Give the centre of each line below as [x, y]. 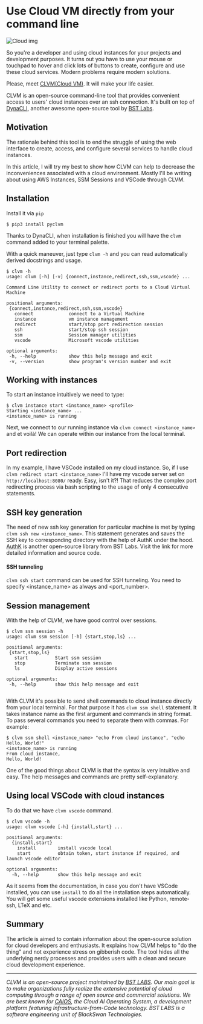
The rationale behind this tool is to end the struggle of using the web [91, 142]
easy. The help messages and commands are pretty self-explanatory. [93, 777]
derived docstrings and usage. [44, 260]
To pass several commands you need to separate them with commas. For [98, 720]
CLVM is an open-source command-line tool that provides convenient [93, 95]
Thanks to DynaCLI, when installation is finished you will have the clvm [94, 235]
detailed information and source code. [54, 553]
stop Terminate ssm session [63, 663]
